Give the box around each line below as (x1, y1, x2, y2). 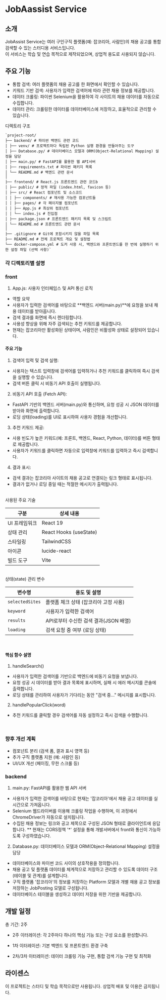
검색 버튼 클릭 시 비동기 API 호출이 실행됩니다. (12, 381, 102, 387)
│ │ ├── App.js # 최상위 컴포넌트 (5, 205, 69, 211)
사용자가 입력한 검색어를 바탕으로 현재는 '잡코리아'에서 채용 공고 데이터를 (12, 796, 153, 801)
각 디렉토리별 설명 (5, 260, 46, 267)
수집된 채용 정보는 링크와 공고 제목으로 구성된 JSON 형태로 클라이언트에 (12, 820, 151, 826)
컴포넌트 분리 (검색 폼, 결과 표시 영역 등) (12, 748, 90, 754)
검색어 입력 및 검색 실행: (12, 357, 59, 364)
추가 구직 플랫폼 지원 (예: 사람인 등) (12, 754, 80, 760)
